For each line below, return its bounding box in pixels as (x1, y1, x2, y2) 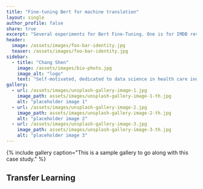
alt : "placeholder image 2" (17, 115, 88, 121)
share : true (6, 25, 36, 32)
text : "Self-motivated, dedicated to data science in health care (17, 76, 188, 82)
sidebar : (6, 54, 28, 60)
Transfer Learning (6, 173, 76, 183)
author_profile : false (6, 20, 63, 26)
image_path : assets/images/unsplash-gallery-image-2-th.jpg (17, 110, 172, 116)
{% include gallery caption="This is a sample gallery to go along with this (6, 149, 188, 156)
